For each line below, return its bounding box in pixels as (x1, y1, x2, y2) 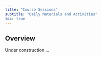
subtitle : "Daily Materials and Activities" (5, 12, 98, 17)
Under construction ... (5, 47, 50, 53)
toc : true (5, 16, 25, 21)
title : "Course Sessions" (5, 7, 58, 12)
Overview (5, 34, 36, 42)
